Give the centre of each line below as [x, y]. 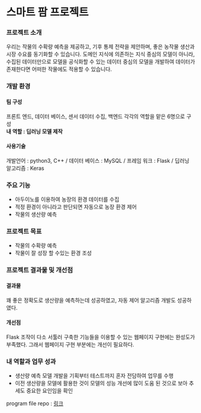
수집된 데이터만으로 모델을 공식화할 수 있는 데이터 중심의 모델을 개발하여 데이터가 [101, 62]
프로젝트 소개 [24, 32]
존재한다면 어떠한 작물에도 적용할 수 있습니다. [59, 69]
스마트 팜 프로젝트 [47, 12]
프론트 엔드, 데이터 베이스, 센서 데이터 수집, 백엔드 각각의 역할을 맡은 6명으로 [96, 116]
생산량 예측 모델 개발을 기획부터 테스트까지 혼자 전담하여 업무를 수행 [94, 376]
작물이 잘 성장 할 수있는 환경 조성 [53, 253]
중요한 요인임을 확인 [49, 391]
